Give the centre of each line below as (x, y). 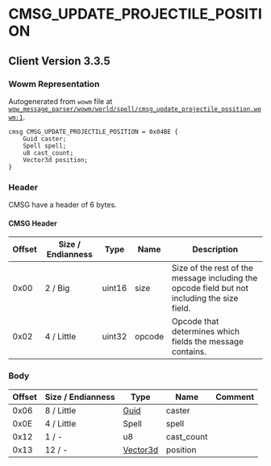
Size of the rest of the (213, 268)
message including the (215, 278)
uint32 (115, 337)
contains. (190, 352)
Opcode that (196, 322)
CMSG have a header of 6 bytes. (63, 205)
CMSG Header (33, 223)
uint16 (115, 289)
